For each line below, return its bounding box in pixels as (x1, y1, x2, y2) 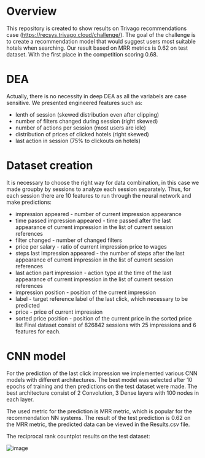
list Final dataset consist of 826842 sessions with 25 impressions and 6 (15, 321, 196, 328)
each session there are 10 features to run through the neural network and (6, 192, 191, 199)
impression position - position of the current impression (15, 289, 157, 296)
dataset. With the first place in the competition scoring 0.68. (6, 50, 158, 58)
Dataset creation (6, 158, 93, 173)
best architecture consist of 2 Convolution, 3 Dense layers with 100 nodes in (6, 389, 199, 397)
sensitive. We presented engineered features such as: (6, 99, 143, 106)
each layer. (6, 395, 34, 403)
